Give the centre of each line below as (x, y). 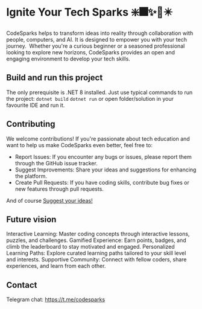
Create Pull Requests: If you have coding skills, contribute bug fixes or (102, 182)
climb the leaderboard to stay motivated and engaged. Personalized (90, 247)
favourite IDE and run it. (36, 105)
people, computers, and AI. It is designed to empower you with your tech (96, 39)
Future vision (31, 219)
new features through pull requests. (59, 189)
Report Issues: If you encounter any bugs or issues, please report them (103, 157)
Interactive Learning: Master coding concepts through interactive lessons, (98, 234)
